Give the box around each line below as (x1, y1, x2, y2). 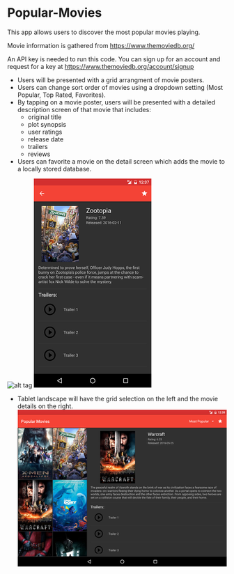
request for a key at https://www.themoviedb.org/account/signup (7, 62, 194, 70)
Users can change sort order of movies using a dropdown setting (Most (17, 83, 224, 91)
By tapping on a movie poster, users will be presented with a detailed (17, 98, 216, 106)
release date (27, 134, 64, 143)
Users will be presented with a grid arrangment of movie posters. (17, 75, 205, 84)
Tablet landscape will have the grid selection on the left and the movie (17, 394, 218, 403)
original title (27, 113, 62, 121)
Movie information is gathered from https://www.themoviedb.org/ (7, 41, 195, 49)
